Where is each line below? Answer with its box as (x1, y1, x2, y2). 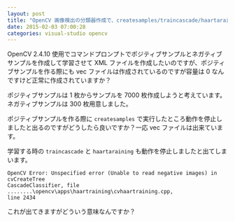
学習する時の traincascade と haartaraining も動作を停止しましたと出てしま (7, 147, 227, 155)
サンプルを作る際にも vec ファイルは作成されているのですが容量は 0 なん (13, 67, 225, 76)
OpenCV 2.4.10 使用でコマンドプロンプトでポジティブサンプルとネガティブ (7, 50, 222, 58)
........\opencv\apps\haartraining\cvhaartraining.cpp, (7, 188, 173, 195)
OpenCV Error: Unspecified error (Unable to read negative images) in (7, 169, 218, 177)
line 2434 (7, 194, 36, 202)
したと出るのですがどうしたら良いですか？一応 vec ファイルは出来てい (13, 123, 218, 132)
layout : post (7, 10, 45, 18)
